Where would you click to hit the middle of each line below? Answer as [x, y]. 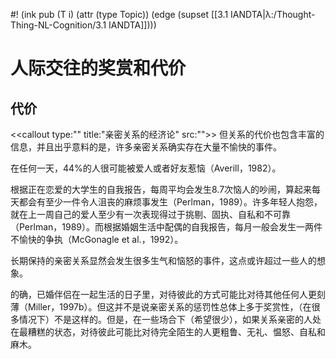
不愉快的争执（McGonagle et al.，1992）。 [97, 239]
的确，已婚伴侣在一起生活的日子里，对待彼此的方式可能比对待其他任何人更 [163, 294]
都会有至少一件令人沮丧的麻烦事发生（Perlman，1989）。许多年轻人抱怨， [170, 202]
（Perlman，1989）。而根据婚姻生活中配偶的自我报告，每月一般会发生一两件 [166, 227]
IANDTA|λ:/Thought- [273, 14]
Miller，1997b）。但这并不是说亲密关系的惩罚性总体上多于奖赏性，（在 [169, 307]
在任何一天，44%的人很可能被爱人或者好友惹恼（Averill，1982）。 [146, 168]
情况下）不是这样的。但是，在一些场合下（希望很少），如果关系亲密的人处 [170, 319]
